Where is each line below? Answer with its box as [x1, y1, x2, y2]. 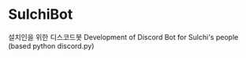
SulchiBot [8, 5, 73, 24]
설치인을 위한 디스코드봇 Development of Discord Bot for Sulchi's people [8, 32, 239, 42]
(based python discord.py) [8, 41, 95, 50]
